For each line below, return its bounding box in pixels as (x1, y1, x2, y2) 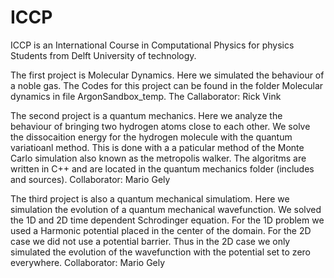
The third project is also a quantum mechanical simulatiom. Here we (10, 192, 290, 205)
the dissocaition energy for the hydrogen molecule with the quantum (10, 131, 293, 143)
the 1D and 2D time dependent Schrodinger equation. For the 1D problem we (10, 214, 325, 226)
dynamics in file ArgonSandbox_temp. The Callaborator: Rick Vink (10, 90, 282, 102)
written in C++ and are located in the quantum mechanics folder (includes (10, 162, 315, 175)
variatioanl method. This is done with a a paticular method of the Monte (10, 141, 305, 153)
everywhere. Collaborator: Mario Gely (10, 256, 166, 268)
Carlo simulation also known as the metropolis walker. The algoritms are (10, 152, 307, 164)
